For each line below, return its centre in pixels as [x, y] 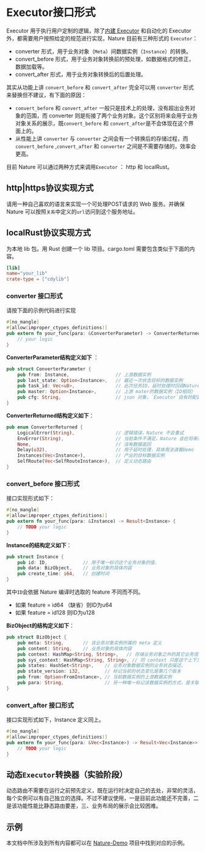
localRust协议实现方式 [49, 233]
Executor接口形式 [51, 13]
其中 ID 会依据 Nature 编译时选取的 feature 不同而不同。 [75, 592]
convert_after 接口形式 [40, 705]
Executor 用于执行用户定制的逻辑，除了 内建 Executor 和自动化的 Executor [99, 31]
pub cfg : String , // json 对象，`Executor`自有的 [105, 398]
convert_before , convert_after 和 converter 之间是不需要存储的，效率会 [106, 146]
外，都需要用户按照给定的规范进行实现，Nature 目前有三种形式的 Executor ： [102, 38]
